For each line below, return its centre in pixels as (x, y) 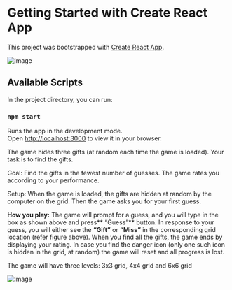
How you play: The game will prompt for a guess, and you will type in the (113, 215)
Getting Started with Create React (108, 13)
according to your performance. (53, 180)
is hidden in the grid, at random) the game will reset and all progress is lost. (116, 252)
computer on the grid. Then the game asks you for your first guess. (104, 201)
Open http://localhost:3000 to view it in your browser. (85, 138)
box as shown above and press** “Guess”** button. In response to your (111, 222)
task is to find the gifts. (40, 159)
